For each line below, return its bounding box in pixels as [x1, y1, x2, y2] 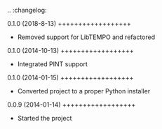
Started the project [17, 114, 72, 122]
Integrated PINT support [17, 60, 88, 68]
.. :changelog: [7, 6, 47, 14]
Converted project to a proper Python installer [17, 87, 151, 95]
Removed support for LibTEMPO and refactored [17, 33, 156, 41]
